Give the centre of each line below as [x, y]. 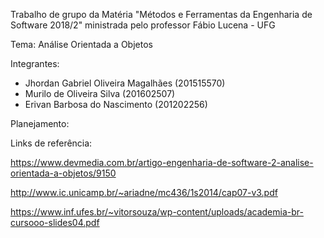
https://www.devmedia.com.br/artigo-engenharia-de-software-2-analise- [162, 162]
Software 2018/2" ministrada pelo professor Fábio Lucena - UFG [143, 25]
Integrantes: [35, 63]
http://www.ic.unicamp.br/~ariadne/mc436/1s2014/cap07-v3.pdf [144, 192]
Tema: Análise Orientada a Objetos [81, 44]
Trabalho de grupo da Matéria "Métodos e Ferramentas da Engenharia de [161, 14]
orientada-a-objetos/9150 [63, 173]
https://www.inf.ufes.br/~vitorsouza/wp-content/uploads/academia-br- [157, 212]
